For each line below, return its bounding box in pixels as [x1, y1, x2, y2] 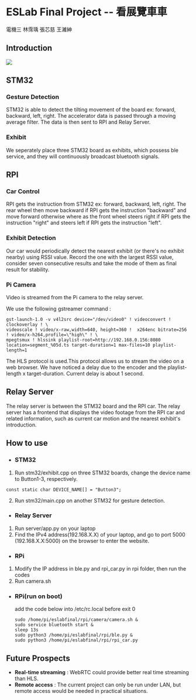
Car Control [6, 187, 40, 196]
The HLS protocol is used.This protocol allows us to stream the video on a [6, 358, 184, 365]
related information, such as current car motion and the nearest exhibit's [6, 415, 181, 422]
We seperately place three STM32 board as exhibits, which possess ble [6, 146, 178, 153]
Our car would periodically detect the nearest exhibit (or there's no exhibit [6, 247, 184, 254]
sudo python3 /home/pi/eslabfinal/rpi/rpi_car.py [14, 637, 139, 643]
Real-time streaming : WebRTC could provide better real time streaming [14, 669, 189, 676]
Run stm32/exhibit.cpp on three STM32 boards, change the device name [14, 469, 191, 476]
